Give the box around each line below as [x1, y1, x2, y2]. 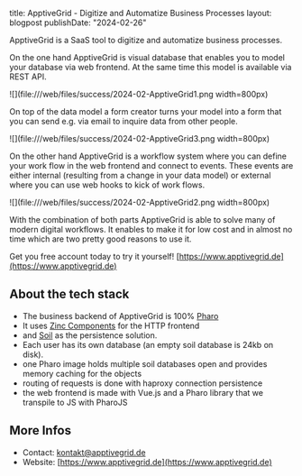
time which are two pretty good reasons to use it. [9, 233, 192, 244]
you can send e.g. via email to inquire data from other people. [9, 116, 238, 126]
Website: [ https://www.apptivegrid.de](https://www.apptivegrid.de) [22, 456, 272, 467]
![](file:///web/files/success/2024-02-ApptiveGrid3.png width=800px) [9, 133, 270, 143]
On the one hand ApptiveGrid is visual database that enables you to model [9, 52, 286, 62]
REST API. [9, 71, 47, 82]
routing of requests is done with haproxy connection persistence [22, 378, 263, 389]
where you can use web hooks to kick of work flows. [9, 179, 206, 190]
